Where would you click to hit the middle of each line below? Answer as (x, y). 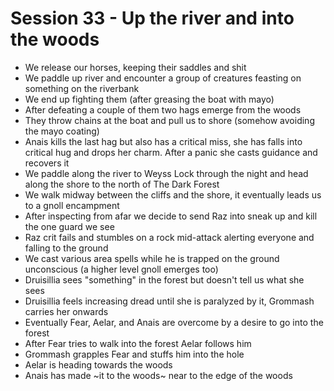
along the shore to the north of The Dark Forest (122, 184)
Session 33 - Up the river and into (152, 18)
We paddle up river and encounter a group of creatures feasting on (163, 78)
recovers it (47, 163)
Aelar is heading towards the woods (98, 364)
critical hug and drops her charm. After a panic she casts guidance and (171, 152)
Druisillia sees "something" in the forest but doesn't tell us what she (164, 279)
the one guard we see (69, 226)
